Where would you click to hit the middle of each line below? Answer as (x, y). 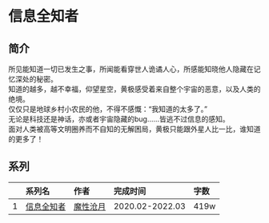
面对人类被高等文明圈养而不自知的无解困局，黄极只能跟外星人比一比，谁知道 (134, 129)
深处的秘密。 (36, 79)
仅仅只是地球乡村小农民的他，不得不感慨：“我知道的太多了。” (108, 109)
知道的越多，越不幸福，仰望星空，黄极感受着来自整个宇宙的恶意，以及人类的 (134, 89)
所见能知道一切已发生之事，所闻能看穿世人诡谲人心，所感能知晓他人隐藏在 (131, 69)
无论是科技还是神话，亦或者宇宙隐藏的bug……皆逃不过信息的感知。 (119, 119)
